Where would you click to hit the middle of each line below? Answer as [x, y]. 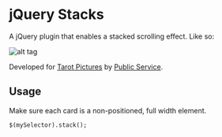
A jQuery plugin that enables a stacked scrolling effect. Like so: [112, 36]
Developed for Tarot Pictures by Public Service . [86, 67]
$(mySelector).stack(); [48, 125]
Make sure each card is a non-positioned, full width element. [108, 110]
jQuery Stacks [57, 15]
